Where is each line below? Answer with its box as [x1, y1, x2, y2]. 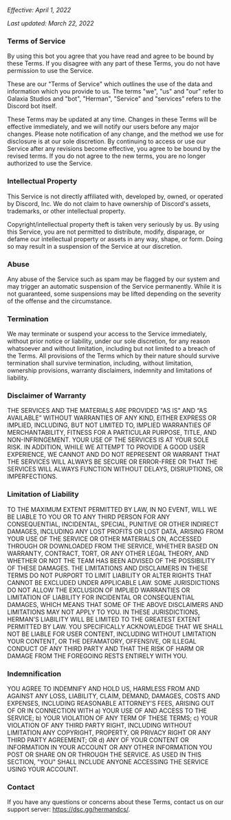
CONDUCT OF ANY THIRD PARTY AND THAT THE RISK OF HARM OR [7, 644, 204, 653]
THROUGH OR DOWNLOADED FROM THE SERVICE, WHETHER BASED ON [7, 542, 219, 550]
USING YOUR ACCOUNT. [7, 765, 79, 774]
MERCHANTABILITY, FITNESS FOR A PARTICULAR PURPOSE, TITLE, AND [7, 429, 217, 437]
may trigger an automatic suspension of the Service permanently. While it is [7, 282, 222, 290]
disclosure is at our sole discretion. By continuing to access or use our [7, 137, 206, 145]
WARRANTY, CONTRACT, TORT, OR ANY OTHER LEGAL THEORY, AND [7, 549, 209, 557]
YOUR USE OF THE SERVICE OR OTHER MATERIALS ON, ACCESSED [7, 534, 202, 543]
